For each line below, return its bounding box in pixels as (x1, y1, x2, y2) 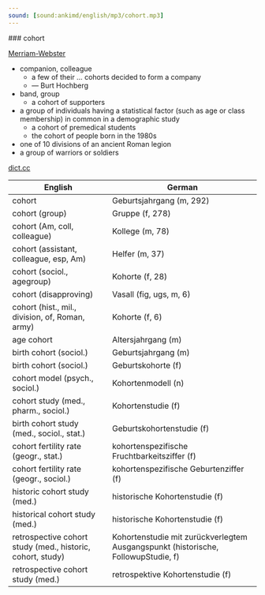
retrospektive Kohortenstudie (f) (111, 569, 231, 580)
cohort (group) (12, 208, 67, 219)
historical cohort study (12, 508, 96, 519)
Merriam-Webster (8, 48, 66, 58)
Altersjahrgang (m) (111, 334, 182, 345)
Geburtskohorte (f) (111, 360, 182, 371)
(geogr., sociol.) (12, 473, 71, 484)
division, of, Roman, (12, 311, 85, 322)
